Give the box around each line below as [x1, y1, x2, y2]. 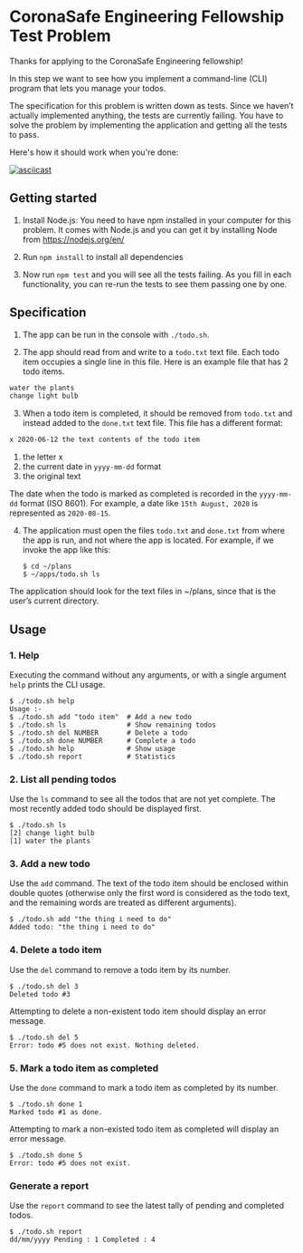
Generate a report [9, 1180, 90, 1192]
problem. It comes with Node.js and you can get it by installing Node [22, 224, 278, 235]
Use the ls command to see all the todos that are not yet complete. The [9, 794, 276, 805]
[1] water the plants [9, 836, 91, 846]
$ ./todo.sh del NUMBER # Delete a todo [9, 728, 188, 737]
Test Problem [9, 25, 111, 46]
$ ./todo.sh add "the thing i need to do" [9, 915, 172, 924]
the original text [22, 471, 81, 482]
